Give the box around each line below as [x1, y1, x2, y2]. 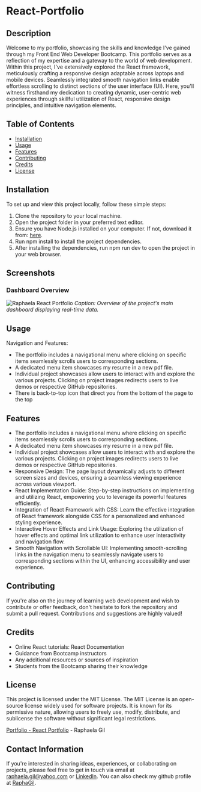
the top [14, 396, 33, 403]
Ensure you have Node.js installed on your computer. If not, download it [14, 224, 192, 232]
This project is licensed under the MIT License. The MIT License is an [6, 696, 178, 703]
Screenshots [6, 268, 55, 278]
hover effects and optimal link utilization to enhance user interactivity [14, 531, 186, 539]
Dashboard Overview [6, 286, 70, 294]
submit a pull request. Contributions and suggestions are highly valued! [6, 610, 182, 617]
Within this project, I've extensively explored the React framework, [6, 63, 170, 70]
